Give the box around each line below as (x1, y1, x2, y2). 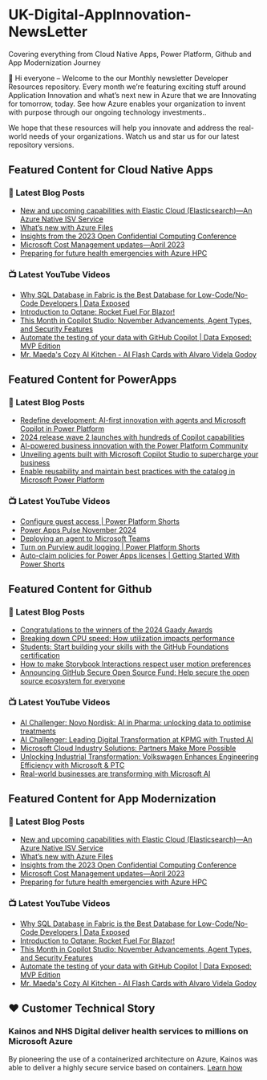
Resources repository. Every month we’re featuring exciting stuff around (8, 82, 246, 91)
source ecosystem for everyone (19, 676, 126, 685)
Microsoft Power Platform (19, 475, 105, 485)
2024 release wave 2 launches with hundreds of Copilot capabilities (19, 432, 245, 442)
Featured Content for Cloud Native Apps (8, 163, 214, 177)
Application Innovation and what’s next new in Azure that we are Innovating (8, 90, 257, 99)
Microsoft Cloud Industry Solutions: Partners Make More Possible (19, 743, 237, 753)
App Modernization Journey (8, 58, 102, 67)
